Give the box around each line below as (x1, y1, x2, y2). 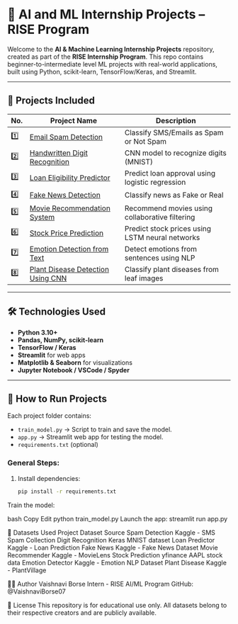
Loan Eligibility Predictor (29, 173, 110, 183)
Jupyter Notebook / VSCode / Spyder (17, 365, 130, 374)
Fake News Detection (29, 191, 101, 200)
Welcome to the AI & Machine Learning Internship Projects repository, (7, 45, 215, 53)
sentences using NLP (124, 253, 195, 263)
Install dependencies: (17, 474, 81, 482)
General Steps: (7, 458, 60, 468)
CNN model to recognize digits (124, 148, 227, 158)
